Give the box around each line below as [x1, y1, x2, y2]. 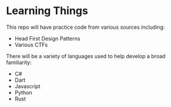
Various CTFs [14, 41, 48, 48]
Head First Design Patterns [14, 35, 81, 42]
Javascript [14, 82, 41, 89]
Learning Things [6, 4, 88, 18]
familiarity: [6, 59, 32, 66]
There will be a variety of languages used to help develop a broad [6, 52, 166, 59]
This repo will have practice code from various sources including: [6, 24, 165, 31]
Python [14, 89, 32, 96]
